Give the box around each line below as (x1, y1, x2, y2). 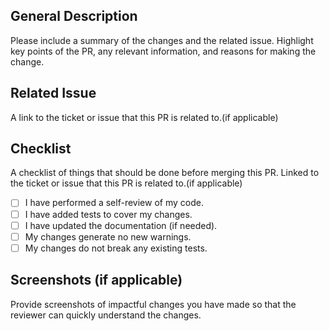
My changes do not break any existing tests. (24, 242, 208, 254)
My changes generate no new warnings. (24, 230, 192, 243)
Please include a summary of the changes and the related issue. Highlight (10, 34, 314, 46)
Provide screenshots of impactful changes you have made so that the (10, 298, 297, 310)
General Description (10, 8, 138, 25)
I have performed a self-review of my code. (24, 197, 204, 209)
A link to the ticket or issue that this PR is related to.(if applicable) (10, 111, 279, 123)
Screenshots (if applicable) (10, 272, 183, 289)
